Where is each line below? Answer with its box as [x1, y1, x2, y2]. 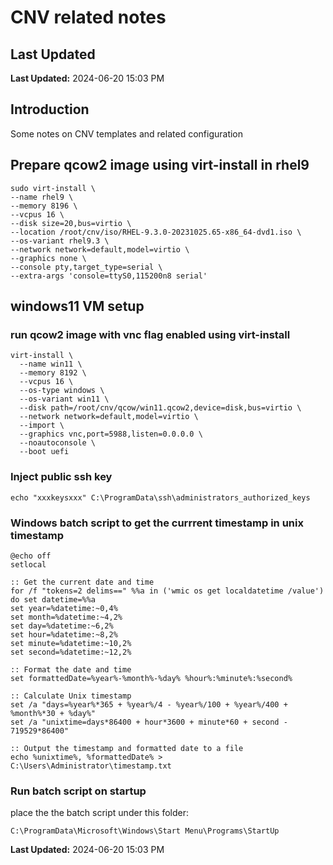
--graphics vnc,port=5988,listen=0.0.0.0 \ [19, 429, 203, 440]
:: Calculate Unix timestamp [10, 691, 132, 701]
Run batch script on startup [10, 784, 147, 798]
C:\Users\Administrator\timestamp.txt [10, 761, 172, 771]
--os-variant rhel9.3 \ [10, 236, 110, 246]
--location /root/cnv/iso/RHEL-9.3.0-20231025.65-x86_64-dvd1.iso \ [10, 227, 302, 237]
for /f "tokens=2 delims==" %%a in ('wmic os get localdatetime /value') [10, 586, 325, 596]
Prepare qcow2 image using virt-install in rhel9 [10, 157, 310, 174]
